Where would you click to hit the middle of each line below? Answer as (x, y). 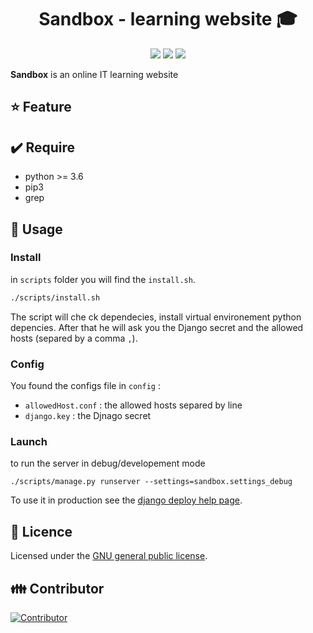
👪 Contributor (57, 588)
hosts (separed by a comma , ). (74, 338)
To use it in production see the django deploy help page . (126, 500)
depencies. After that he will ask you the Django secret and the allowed (157, 327)
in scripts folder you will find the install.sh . (103, 279)
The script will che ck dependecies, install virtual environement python (156, 317)
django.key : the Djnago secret (88, 415)
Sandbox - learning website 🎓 (168, 19)
